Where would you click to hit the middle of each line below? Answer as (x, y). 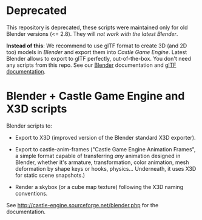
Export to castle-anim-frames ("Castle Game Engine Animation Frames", (105, 149)
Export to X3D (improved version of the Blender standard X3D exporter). (105, 137)
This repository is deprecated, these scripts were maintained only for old (97, 27)
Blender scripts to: (29, 126)
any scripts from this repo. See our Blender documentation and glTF (91, 65)
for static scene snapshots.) (50, 175)
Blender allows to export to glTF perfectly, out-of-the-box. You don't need (99, 58)
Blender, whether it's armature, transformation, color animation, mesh (102, 162)
